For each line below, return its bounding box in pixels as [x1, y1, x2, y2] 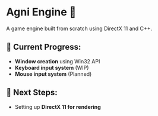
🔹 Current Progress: [6, 42, 81, 52]
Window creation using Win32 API [14, 57, 100, 65]
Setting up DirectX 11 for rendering [14, 103, 101, 110]
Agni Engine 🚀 [6, 5, 77, 19]
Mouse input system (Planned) [14, 70, 92, 78]
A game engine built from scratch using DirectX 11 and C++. [6, 25, 153, 32]
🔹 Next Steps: [6, 88, 58, 98]
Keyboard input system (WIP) [14, 64, 89, 71]
